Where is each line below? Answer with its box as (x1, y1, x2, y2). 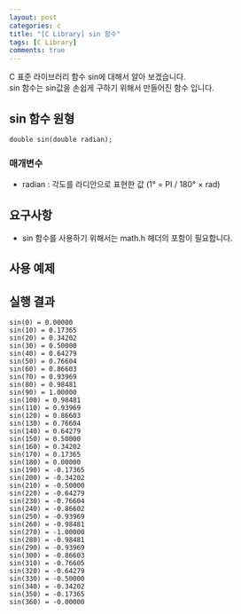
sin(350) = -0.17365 (9, 590, 86, 599)
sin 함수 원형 (9, 111, 75, 126)
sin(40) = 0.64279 (9, 350, 77, 358)
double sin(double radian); (9, 135, 113, 144)
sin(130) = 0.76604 (9, 419, 82, 429)
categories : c (9, 21, 62, 30)
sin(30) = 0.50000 (9, 342, 77, 350)
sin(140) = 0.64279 (9, 427, 82, 436)
